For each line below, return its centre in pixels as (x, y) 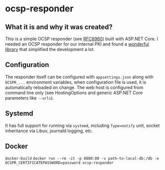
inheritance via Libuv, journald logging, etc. (49, 131)
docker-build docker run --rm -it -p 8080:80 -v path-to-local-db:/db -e (82, 159)
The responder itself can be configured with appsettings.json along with (80, 77)
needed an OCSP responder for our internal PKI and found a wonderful (77, 44)
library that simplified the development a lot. (50, 49)
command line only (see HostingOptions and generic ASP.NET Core (74, 93)
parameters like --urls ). (30, 98)
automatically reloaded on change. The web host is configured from (74, 87)
